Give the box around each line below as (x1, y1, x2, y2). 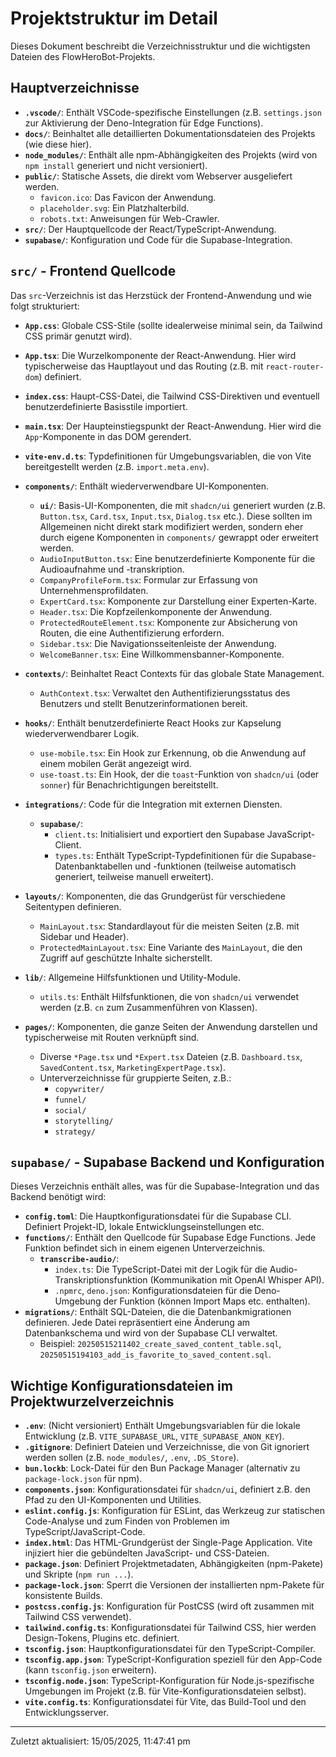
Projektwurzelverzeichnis (10, 1393, 175, 1410)
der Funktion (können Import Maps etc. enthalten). (103, 1295, 311, 1307)
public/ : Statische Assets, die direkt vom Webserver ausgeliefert (24, 170, 293, 182)
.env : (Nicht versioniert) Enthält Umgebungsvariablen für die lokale (24, 1420, 301, 1432)
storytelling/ (54, 1116, 114, 1126)
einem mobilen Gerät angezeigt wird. (39, 757, 192, 769)
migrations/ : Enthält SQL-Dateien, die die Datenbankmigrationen (24, 1306, 292, 1318)
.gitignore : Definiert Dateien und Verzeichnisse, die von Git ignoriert (24, 1441, 310, 1453)
